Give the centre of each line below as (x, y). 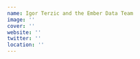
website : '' (24, 32)
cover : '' (21, 26)
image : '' (21, 20)
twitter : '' (24, 39)
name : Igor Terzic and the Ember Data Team (70, 13)
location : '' (26, 45)
